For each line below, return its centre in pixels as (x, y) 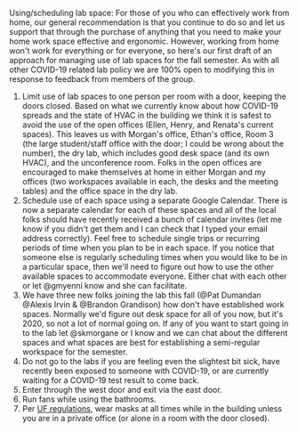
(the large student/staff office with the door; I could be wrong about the (153, 143)
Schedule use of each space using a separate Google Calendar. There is (155, 200)
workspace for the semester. (75, 352)
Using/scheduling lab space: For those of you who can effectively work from (149, 13)
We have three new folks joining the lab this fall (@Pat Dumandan (141, 295)
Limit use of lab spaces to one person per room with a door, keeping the (154, 96)
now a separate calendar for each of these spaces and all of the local (149, 210)
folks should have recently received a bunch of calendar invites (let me (152, 219)
